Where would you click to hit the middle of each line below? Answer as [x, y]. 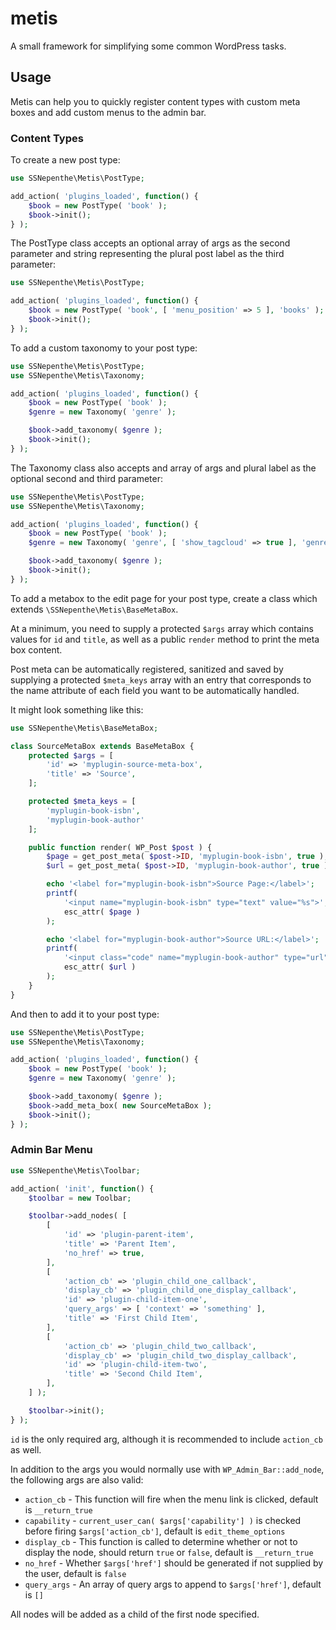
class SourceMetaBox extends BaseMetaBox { [102, 746]
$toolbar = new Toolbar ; [80, 1198]
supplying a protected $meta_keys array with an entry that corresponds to [161, 679]
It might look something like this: [77, 709]
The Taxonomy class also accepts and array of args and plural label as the [163, 468]
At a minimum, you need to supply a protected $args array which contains [162, 628]
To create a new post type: [65, 160]
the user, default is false [75, 1573]
